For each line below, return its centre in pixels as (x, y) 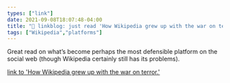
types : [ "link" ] (30, 13)
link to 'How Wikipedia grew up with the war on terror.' (84, 72)
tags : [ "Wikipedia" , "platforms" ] (55, 32)
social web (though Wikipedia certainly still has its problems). (93, 59)
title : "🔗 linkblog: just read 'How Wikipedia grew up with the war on (111, 26)
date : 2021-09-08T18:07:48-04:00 (55, 20)
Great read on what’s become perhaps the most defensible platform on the (112, 52)
